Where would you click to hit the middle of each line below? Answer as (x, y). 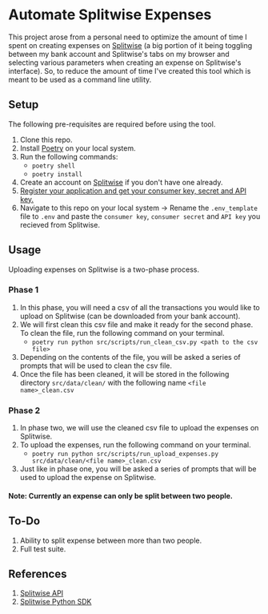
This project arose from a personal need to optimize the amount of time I (128, 37)
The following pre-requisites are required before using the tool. (112, 124)
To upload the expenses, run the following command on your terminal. (135, 445)
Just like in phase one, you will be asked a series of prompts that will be (138, 469)
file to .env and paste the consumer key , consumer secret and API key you (140, 216)
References (38, 574)
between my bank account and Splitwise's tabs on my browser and (119, 54)
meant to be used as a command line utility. (80, 79)
